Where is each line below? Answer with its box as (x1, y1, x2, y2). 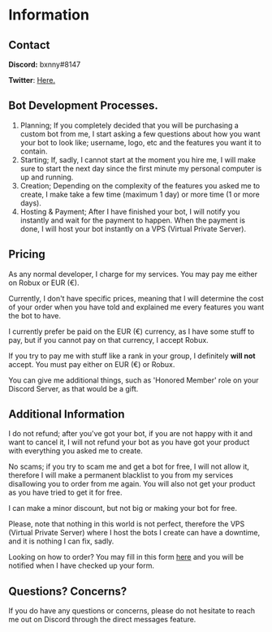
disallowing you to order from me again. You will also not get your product (8, 479, 256, 489)
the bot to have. (8, 310, 61, 320)
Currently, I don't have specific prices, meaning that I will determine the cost (8, 293, 264, 303)
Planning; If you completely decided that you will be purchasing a (19, 120, 240, 130)
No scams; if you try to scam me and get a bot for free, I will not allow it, (8, 461, 250, 472)
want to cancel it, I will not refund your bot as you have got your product (8, 437, 250, 448)
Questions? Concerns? (8, 584, 127, 598)
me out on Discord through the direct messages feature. (8, 615, 196, 625)
